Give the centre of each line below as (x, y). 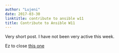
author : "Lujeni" (23, 9)
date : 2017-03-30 (23, 14)
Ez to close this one (25, 46)
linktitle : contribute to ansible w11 (44, 18)
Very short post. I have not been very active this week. (60, 37)
